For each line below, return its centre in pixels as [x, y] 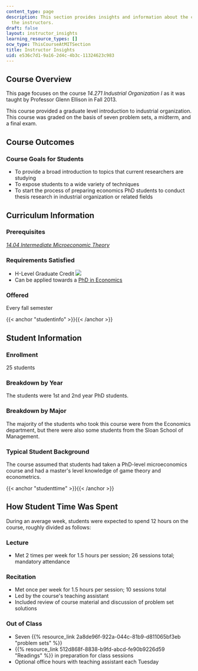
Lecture [17, 543]
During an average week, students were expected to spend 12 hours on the [97, 521]
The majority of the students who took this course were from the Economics [98, 424]
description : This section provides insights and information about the [97, 17]
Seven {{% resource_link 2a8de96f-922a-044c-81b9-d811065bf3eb [98, 636]
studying [25, 178]
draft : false [22, 28]
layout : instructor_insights [42, 34]
